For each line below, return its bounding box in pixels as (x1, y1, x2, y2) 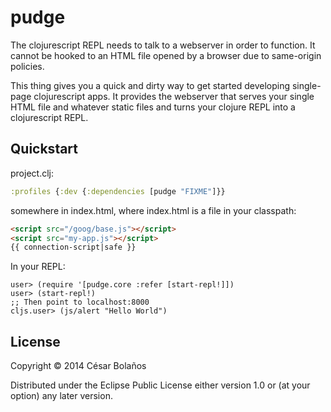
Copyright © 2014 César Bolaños (10, 360, 147, 372)
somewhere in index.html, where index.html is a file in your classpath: (10, 204, 297, 216)
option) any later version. (10, 390, 113, 402)
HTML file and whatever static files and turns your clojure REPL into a (10, 101, 296, 113)
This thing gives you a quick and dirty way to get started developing (10, 79, 291, 91)
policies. (10, 60, 45, 72)
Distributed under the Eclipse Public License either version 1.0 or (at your (10, 379, 311, 391)
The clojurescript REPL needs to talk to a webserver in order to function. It (10, 39, 316, 51)
